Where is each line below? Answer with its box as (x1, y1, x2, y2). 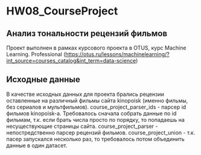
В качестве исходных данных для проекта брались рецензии (6, 90, 165, 98)
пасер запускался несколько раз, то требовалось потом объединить (6, 135, 185, 142)
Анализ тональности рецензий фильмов (6, 28, 168, 39)
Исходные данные (6, 74, 80, 85)
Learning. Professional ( (6, 51, 66, 58)
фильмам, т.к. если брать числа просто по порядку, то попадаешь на (6, 116, 185, 123)
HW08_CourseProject (6, 4, 118, 18)
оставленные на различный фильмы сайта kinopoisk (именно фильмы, (6, 96, 188, 104)
